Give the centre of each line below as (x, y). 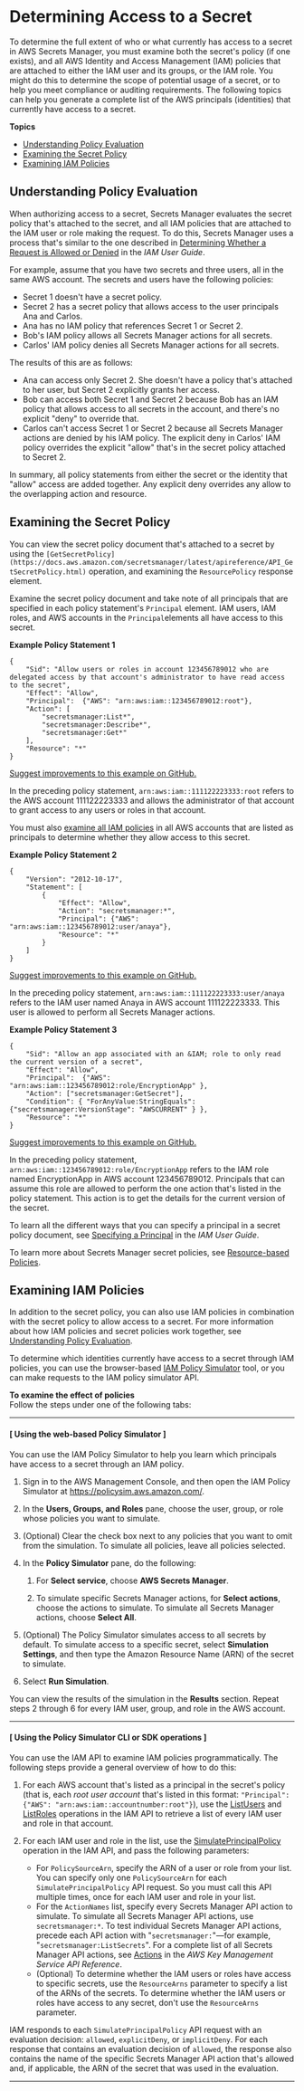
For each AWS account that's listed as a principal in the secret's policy (154, 1784)
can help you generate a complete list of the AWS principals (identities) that (150, 99)
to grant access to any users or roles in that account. (108, 810)
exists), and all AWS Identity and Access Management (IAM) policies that (145, 61)
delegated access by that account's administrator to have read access (147, 677)
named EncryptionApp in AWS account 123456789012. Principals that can (147, 1179)
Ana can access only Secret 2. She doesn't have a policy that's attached (157, 380)
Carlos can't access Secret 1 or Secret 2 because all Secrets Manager (152, 428)
